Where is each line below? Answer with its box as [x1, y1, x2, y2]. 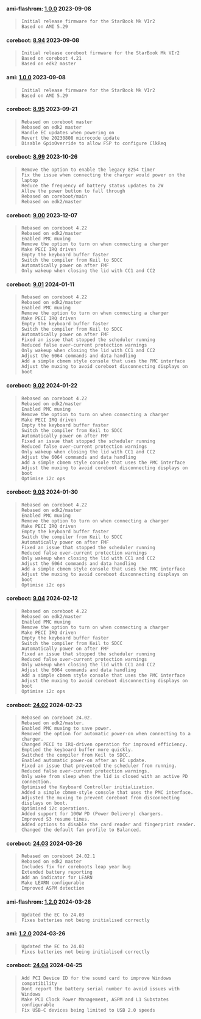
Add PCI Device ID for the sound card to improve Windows [21, 975, 172, 982]
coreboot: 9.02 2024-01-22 [6, 382, 78, 389]
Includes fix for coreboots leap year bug [21, 864, 131, 870]
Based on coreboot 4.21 [21, 56, 82, 62]
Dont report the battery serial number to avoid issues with [21, 986, 180, 992]
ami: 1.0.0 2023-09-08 [6, 74, 66, 81]
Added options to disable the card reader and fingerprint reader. [21, 821, 196, 828]
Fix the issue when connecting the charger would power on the [21, 172, 186, 178]
